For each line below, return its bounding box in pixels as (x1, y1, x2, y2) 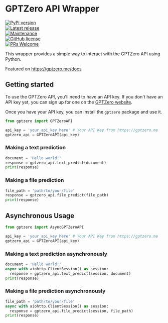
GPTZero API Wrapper (5, 3, 99, 15)
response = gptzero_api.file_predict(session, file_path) (10, 308, 134, 313)
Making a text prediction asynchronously (5, 250, 108, 257)
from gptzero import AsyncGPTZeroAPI (5, 225, 84, 230)
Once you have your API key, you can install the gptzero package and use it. (5, 109, 162, 115)
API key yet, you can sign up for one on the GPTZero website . (5, 99, 133, 105)
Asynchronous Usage (5, 211, 75, 220)
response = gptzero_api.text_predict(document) (5, 160, 107, 165)
